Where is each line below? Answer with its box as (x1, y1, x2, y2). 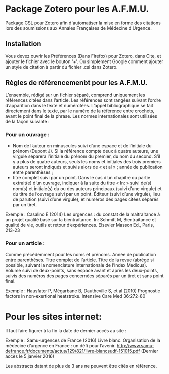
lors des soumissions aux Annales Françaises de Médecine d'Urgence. (5, 25, 152, 31)
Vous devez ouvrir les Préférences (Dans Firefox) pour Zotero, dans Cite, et (5, 53, 161, 59)
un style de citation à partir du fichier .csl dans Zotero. (5, 64, 118, 70)
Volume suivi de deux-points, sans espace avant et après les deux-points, (5, 268, 158, 274)
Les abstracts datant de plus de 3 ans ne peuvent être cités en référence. (5, 363, 157, 369)
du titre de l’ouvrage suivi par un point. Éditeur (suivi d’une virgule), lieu (12, 191, 160, 197)
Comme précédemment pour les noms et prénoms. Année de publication (5, 252, 156, 258)
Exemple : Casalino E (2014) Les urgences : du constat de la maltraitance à (5, 211, 160, 217)
